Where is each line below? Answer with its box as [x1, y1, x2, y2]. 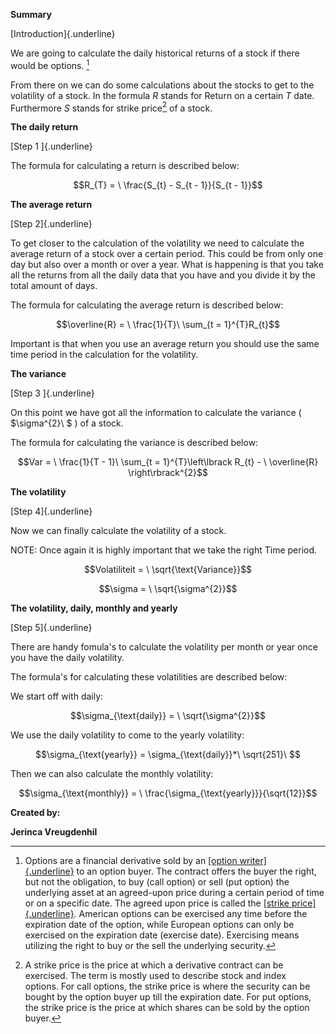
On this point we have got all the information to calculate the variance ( [10, 407, 302, 419]
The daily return [10, 121, 79, 133]
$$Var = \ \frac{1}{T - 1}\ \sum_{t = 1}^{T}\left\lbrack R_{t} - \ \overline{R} [17, 456, 319, 468]
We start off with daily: [10, 690, 104, 703]
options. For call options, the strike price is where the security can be [24, 980, 311, 993]
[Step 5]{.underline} [10, 622, 93, 634]
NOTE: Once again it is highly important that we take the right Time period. [10, 544, 318, 556]
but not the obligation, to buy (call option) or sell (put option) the [24, 876, 290, 888]
